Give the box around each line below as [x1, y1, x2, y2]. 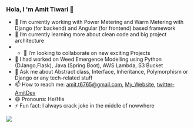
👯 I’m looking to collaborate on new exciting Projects [23, 50, 150, 57]
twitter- [156, 81, 175, 88]
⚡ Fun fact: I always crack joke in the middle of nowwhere [14, 102, 155, 109]
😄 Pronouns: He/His [14, 96, 65, 103]
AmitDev [14, 89, 36, 96]
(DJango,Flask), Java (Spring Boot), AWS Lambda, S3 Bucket [14, 62, 163, 69]
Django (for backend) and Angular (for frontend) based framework [14, 25, 176, 32]
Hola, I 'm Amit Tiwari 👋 [6, 5, 74, 13]
